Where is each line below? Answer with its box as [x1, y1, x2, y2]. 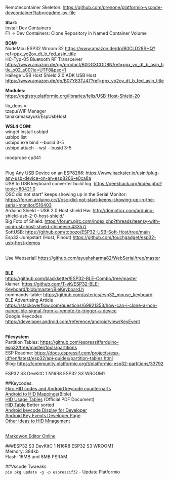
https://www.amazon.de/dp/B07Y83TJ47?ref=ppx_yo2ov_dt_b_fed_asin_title [5, 78, 164, 84]
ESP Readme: [5, 350, 34, 356]
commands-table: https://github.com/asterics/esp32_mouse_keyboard [5, 292, 153, 298]
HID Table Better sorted [5, 402, 55, 408]
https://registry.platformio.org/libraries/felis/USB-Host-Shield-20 [5, 93, 140, 99]
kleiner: [5, 281, 21, 287]
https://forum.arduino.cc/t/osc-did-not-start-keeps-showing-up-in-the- [5, 197, 155, 203]
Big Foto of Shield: [5, 218, 44, 224]
